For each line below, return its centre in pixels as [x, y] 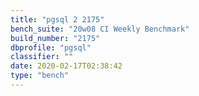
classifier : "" [42, 57]
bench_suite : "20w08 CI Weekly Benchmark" [100, 29]
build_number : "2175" [55, 38]
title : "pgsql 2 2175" [57, 19]
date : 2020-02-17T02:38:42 [66, 66]
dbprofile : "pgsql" [51, 47]
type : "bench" [40, 76]
